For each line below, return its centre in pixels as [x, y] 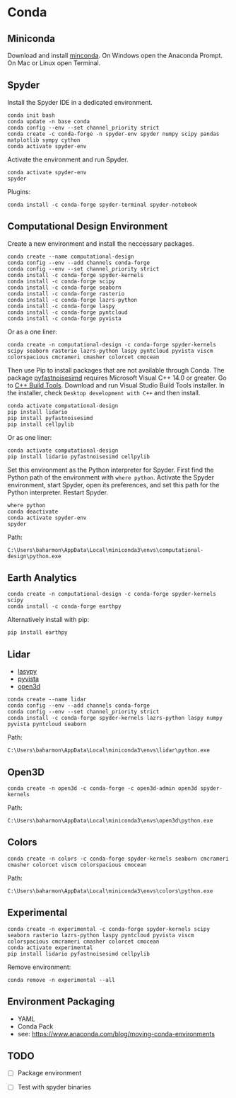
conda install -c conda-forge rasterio [66, 294]
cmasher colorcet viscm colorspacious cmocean [77, 865]
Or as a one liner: [33, 332]
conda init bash [31, 115]
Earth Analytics [42, 578]
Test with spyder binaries [54, 1087]
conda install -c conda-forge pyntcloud [68, 312]
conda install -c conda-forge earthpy [64, 606]
